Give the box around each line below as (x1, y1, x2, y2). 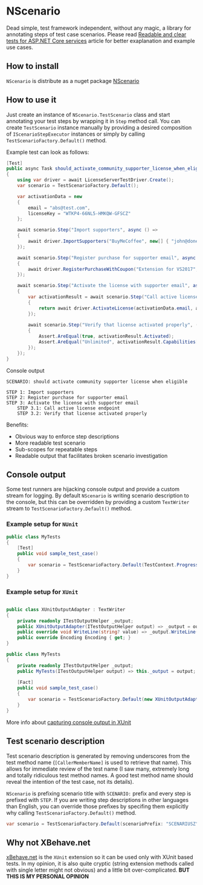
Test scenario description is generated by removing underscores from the (6, 752, 190, 760)
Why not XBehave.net (6, 837, 91, 847)
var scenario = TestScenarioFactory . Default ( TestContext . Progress (28, 562, 199, 568)
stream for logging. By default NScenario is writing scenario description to (6, 492, 189, 499)
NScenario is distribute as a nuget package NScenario (6, 77, 140, 84)
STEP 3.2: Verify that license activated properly (17, 410, 147, 416)
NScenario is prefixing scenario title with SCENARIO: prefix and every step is (6, 789, 192, 797)
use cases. (6, 44, 33, 51)
